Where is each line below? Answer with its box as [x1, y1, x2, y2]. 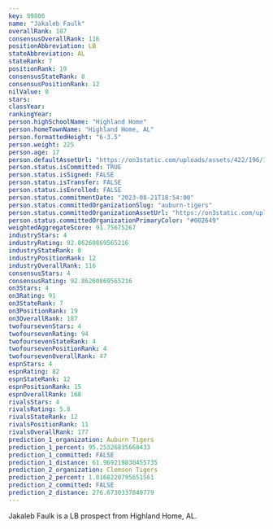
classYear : [8, 103, 45, 111]
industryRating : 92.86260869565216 [8, 239, 129, 247]
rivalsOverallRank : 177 [8, 428, 89, 436]
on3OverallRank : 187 [8, 314, 79, 322]
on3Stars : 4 [8, 284, 49, 293]
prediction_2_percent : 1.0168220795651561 [8, 474, 154, 482]
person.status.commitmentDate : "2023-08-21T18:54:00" [8, 193, 195, 202]
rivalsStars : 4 [8, 398, 60, 406]
